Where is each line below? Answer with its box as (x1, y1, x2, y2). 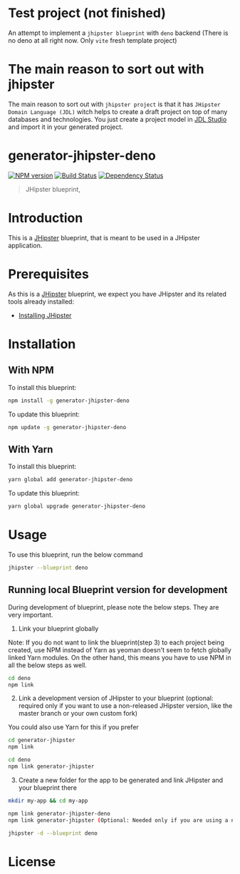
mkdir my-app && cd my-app (8, 797, 88, 804)
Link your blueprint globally (18, 624, 99, 632)
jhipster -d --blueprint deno (8, 829, 98, 837)
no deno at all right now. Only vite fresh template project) (8, 36, 177, 44)
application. (8, 241, 43, 250)
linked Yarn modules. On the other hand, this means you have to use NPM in (8, 653, 231, 662)
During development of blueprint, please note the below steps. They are (8, 602, 219, 611)
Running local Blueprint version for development (8, 584, 228, 596)
